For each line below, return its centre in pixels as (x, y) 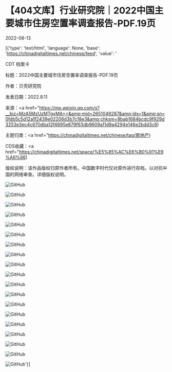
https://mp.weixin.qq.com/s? (70, 108)
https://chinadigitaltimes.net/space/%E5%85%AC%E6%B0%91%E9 (91, 152)
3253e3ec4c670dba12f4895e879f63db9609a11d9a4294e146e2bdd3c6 (81, 125)
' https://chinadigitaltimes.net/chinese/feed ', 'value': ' (61, 53)
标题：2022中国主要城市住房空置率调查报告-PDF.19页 (62, 75)
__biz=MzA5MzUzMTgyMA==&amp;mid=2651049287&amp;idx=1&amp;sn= (85, 113)
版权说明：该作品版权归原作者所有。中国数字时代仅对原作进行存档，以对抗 (84, 168)
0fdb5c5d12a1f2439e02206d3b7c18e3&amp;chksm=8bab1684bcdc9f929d (85, 119)
